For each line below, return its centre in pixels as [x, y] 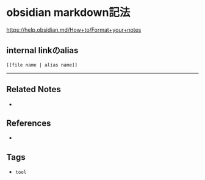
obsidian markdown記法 [68, 13]
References [29, 123]
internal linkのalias [42, 50]
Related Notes [34, 89]
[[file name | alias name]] [42, 65]
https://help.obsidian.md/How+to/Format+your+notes [74, 30]
